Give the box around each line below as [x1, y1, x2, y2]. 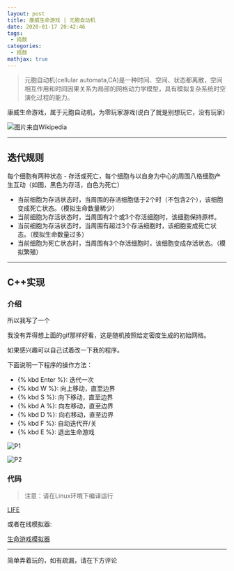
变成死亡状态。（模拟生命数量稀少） [17, 204, 118, 212]
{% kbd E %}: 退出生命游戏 [17, 428, 95, 436]
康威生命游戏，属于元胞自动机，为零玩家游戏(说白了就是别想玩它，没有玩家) [7, 107, 226, 116]
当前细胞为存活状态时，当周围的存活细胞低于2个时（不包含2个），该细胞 [17, 195, 224, 203]
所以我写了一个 [7, 316, 50, 325]
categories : [7, 43, 42, 50]
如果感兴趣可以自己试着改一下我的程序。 [7, 346, 123, 355]
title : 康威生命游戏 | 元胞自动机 [7, 17, 96, 24]
